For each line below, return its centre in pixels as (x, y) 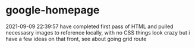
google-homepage (53, 10)
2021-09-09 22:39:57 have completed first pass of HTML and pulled (89, 26)
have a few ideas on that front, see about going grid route (76, 39)
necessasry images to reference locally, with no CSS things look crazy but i (98, 32)
